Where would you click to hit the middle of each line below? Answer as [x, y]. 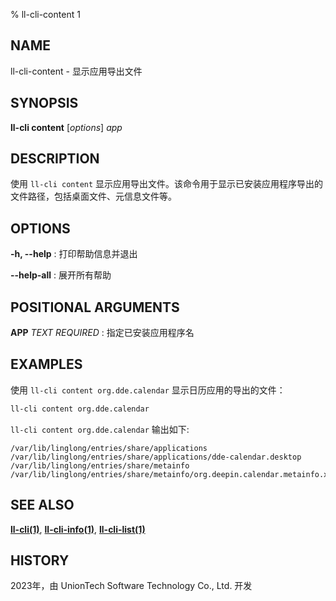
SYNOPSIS [44, 103]
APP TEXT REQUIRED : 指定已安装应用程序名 [102, 333]
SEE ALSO [42, 505]
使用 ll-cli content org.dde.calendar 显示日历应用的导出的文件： [148, 390]
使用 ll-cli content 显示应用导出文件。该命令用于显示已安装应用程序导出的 [167, 184]
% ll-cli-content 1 [45, 14]
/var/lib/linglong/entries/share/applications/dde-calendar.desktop [156, 457]
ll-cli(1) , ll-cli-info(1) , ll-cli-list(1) [78, 529]
